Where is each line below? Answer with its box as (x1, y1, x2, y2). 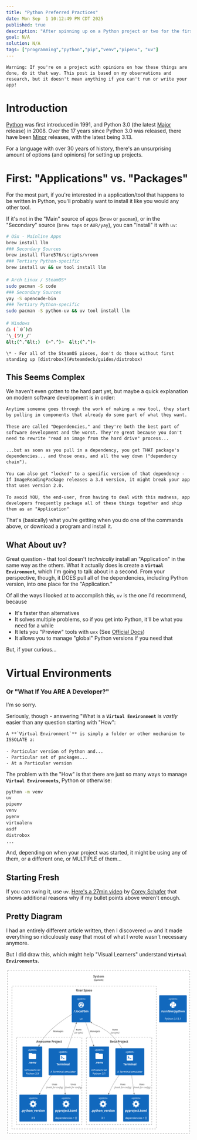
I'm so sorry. (6, 701, 36, 708)
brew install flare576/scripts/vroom (6, 252, 98, 258)
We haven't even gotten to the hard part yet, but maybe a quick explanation (6, 388, 189, 395)
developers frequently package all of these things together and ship (6, 500, 182, 506)
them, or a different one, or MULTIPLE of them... (6, 855, 122, 862)
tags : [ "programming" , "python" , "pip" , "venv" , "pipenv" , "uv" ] (6, 47, 159, 53)
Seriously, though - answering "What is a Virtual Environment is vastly (6, 712, 178, 719)
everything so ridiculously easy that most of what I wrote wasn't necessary (6, 933, 188, 940)
